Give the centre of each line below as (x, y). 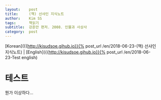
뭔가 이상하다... (19, 92)
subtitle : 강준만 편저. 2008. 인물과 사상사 (46, 27)
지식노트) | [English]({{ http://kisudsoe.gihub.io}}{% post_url (64, 52)
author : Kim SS (23, 18)
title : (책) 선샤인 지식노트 (35, 14)
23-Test (13, 57)
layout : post (21, 9)
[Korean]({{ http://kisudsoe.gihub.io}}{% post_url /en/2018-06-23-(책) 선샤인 (80, 46)
